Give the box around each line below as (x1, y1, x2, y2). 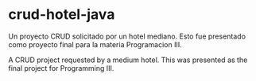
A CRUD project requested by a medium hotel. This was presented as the (8, 55, 248, 64)
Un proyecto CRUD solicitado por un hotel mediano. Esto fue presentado (8, 31, 246, 41)
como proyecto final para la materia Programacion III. (8, 39, 182, 49)
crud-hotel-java (8, 6, 115, 24)
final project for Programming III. (8, 63, 114, 72)
